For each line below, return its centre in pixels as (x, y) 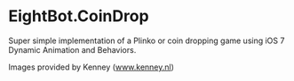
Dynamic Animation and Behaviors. (72, 49)
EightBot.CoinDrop (79, 16)
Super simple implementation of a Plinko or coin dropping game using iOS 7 (147, 40)
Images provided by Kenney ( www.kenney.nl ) (91, 67)
